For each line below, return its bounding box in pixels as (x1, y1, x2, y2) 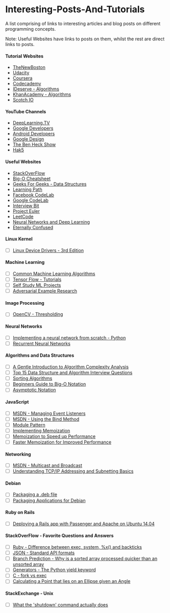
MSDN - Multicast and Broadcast (12, 462, 83, 469)
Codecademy (12, 81, 41, 87)
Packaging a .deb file (12, 492, 58, 498)
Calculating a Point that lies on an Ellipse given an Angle (12, 578, 131, 584)
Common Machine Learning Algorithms (12, 271, 95, 277)
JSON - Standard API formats (12, 550, 75, 556)
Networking (5, 451, 32, 457)
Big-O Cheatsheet (12, 175, 51, 182)
